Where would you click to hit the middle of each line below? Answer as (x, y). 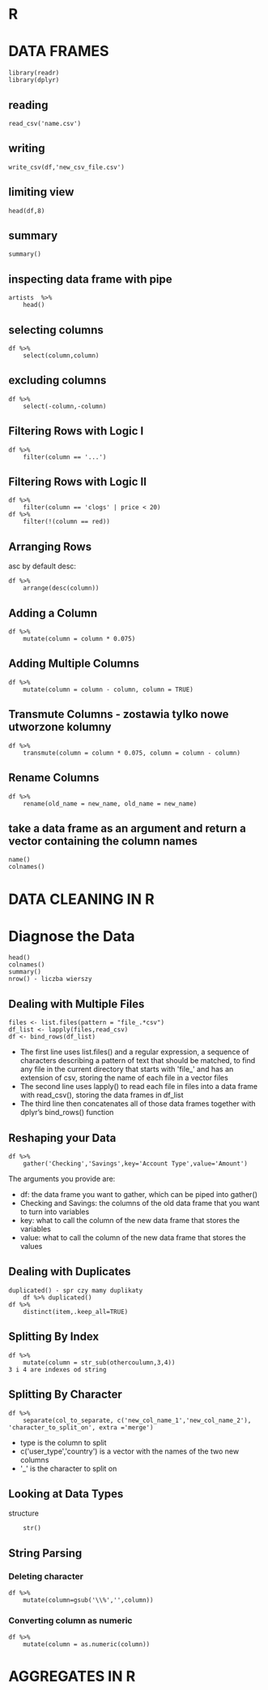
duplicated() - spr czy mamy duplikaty (76, 1290)
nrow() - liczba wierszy (50, 979)
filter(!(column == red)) (67, 522)
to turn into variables (55, 1212)
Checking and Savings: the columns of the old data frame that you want (140, 1204)
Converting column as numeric (70, 1620)
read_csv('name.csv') (45, 123)
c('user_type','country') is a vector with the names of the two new (130, 1451)
